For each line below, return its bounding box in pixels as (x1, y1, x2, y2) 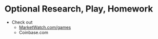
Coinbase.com (19, 29, 48, 35)
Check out (11, 19, 33, 25)
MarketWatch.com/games (19, 24, 71, 30)
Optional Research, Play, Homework (4, 3, 153, 14)
